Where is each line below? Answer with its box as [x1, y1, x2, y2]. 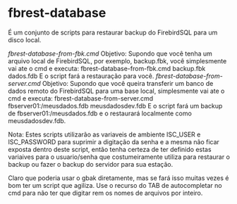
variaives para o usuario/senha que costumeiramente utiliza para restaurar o [8, 153, 230, 161]
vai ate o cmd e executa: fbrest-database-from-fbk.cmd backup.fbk [8, 64, 206, 72]
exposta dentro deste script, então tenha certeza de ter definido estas [8, 145, 212, 153]
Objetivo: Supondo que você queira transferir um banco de [42, 79, 214, 87]
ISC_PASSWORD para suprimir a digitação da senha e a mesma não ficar [8, 137, 219, 146]
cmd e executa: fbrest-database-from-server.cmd [8, 94, 154, 103]
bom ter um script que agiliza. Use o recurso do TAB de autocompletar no [8, 181, 222, 189]
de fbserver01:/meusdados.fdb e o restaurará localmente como [8, 109, 193, 117]
